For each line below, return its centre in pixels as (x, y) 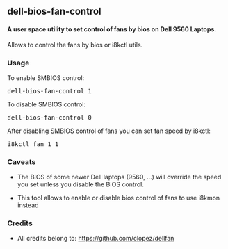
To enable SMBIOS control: (46, 78)
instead (28, 205)
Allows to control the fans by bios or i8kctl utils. (75, 45)
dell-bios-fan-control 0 (49, 117)
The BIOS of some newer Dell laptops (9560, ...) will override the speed (119, 177)
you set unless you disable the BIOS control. (80, 184)
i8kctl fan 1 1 (33, 144)
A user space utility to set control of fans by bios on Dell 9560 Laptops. (112, 29)
